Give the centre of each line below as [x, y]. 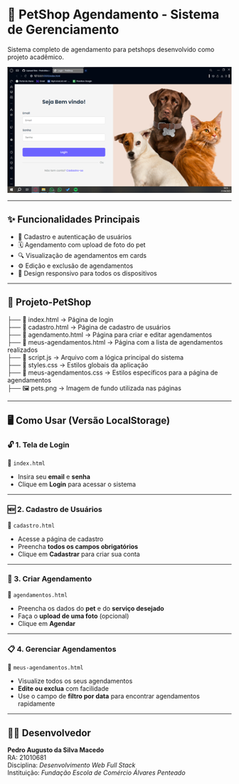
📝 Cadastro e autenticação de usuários [75, 236]
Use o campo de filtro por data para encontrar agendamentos [109, 696]
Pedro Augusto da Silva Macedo [56, 750]
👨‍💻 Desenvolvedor [49, 733]
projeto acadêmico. [36, 57]
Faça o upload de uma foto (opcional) [73, 616]
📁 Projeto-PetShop [49, 302]
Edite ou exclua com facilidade [63, 689]
